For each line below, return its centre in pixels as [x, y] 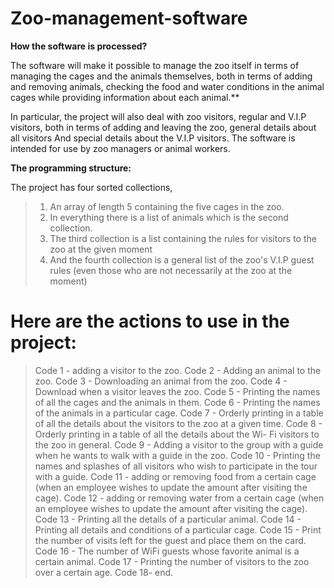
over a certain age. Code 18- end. [104, 572]
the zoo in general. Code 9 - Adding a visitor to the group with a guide [179, 444]
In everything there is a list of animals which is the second [169, 217]
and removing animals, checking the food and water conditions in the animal [167, 86]
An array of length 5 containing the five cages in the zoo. [167, 206]
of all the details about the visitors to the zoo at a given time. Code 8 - [178, 423]
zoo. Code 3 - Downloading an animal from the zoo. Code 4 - [161, 381]
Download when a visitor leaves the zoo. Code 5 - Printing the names [177, 391]
